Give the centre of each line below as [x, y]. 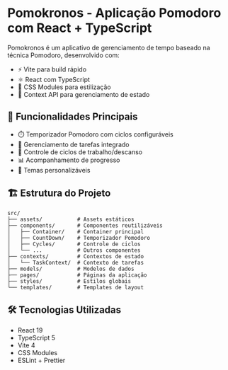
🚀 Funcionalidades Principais [73, 117]
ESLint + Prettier [41, 360]
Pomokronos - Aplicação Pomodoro [114, 13]
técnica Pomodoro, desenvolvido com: [64, 55]
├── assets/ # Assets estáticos [71, 219]
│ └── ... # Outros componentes [74, 250]
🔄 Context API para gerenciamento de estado [84, 94]
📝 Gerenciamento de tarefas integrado [73, 144]
